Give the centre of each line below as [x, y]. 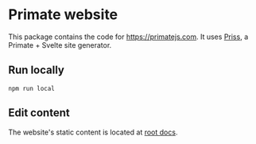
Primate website [63, 15]
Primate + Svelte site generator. [60, 45]
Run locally [37, 70]
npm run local [32, 88]
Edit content [39, 113]
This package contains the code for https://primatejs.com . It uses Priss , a [128, 37]
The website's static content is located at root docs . [93, 132]
